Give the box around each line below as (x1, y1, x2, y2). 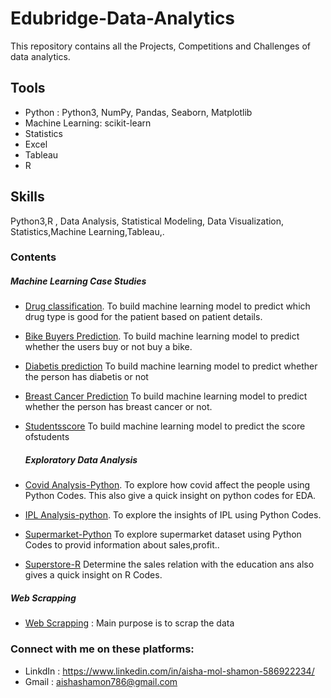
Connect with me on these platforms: (10, 642, 195, 656)
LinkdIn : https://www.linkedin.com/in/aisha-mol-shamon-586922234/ (24, 665, 315, 677)
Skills (10, 188, 45, 206)
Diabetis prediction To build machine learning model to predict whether (24, 360, 318, 372)
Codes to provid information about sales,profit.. (24, 539, 220, 551)
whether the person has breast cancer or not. (24, 401, 213, 413)
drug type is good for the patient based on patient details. (24, 311, 263, 323)
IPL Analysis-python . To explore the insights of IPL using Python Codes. (24, 509, 322, 521)
